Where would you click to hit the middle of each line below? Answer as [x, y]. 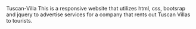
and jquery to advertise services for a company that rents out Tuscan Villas [98, 14]
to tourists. [19, 21]
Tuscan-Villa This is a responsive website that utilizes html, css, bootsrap [96, 8]
